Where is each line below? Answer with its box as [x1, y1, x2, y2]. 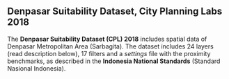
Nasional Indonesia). [7, 64, 66, 72]
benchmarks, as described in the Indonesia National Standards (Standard [7, 57, 221, 65]
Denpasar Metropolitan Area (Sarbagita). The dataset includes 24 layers [7, 42, 214, 51]
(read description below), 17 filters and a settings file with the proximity [7, 49, 211, 58]
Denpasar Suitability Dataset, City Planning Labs [7, 6, 223, 17]
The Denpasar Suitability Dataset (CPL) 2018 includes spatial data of [7, 35, 207, 43]
